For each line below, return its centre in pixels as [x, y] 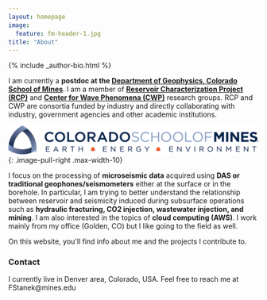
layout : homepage [37, 17]
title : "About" [33, 42]
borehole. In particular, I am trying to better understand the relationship [124, 192]
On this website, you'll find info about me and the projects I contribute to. [128, 241]
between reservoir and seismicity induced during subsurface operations [126, 200]
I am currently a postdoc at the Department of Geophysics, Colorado [123, 81]
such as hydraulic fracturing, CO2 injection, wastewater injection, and [126, 209]
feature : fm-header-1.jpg [58, 33]
